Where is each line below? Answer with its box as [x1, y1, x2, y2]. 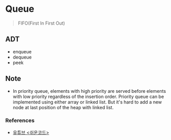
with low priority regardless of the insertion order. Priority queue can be [12, 93, 164, 99]
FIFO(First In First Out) [17, 20, 66, 26]
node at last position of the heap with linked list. [12, 104, 114, 110]
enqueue [12, 48, 32, 54]
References [5, 117, 35, 124]
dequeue [12, 54, 32, 60]
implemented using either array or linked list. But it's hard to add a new [12, 98, 162, 105]
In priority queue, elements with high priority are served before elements [12, 88, 166, 94]
